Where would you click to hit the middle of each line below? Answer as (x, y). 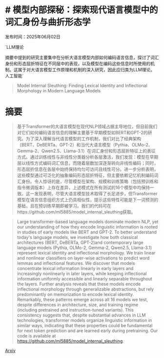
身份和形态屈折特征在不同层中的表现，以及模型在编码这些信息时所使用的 (78, 63)
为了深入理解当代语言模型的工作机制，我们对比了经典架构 (83, 138)
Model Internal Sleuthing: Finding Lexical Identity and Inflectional (82, 85)
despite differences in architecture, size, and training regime (77, 305)
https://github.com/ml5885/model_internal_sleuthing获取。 (76, 212)
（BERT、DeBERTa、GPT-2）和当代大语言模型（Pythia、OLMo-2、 (85, 145)
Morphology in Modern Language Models (59, 90)
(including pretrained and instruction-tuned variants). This (75, 310)
